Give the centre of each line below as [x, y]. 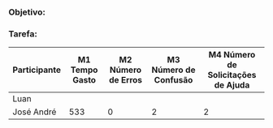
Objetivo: [27, 12]
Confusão [173, 80]
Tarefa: [23, 33]
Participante [37, 70]
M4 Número [232, 55]
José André [35, 112]
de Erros [126, 80]
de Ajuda [232, 85]
